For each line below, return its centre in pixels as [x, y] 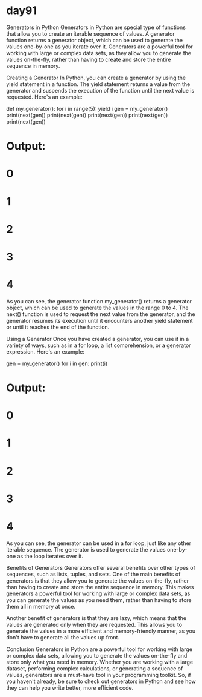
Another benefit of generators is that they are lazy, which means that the [96, 618]
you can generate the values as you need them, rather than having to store [99, 600]
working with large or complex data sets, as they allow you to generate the [99, 53]
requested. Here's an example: [44, 97]
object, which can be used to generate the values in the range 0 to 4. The [97, 308]
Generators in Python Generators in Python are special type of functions [96, 27]
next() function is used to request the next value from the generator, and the [101, 314]
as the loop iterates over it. [50, 556]
